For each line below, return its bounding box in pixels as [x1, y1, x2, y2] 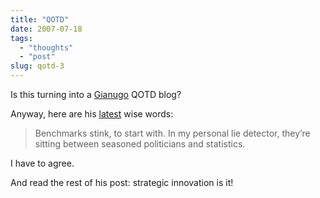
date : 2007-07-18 [10, 24, 83, 34]
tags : [10, 33, 33, 43]
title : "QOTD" [10, 14, 70, 25]
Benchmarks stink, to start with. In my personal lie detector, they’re [34, 127, 311, 139]
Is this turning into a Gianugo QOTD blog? [10, 89, 182, 100]
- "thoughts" [19, 42, 74, 53]
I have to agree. [10, 157, 75, 169]
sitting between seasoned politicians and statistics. [34, 138, 246, 150]
